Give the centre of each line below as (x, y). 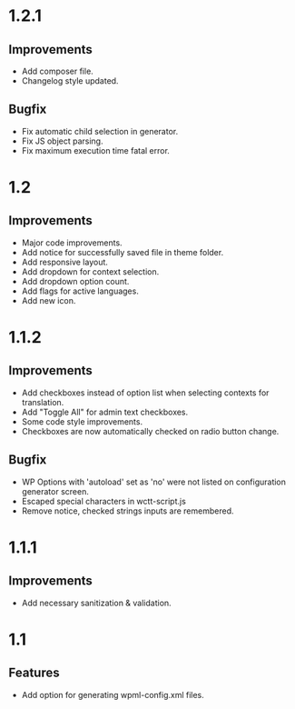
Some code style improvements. (82, 421)
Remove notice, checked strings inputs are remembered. (128, 511)
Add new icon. (49, 300)
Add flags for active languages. (80, 291)
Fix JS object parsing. (62, 141)
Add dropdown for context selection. (90, 271)
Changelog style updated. (70, 81)
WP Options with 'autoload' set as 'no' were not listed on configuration (154, 482)
